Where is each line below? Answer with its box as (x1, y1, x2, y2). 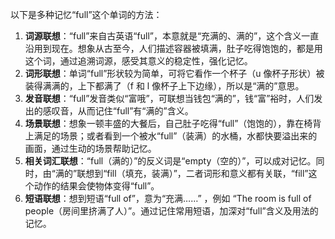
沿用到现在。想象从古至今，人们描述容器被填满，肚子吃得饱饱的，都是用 (24, 43, 323, 54)
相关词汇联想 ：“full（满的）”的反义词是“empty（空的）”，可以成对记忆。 (24, 155, 317, 167)
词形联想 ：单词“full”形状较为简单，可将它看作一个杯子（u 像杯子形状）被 (24, 68, 325, 79)
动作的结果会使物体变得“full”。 (33, 180, 160, 192)
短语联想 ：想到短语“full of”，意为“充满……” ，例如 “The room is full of (24, 193, 312, 204)
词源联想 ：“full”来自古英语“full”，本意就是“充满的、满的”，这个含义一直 (24, 30, 320, 42)
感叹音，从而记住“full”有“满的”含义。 (42, 105, 194, 117)
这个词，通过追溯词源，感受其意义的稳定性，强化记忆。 (24, 55, 253, 67)
